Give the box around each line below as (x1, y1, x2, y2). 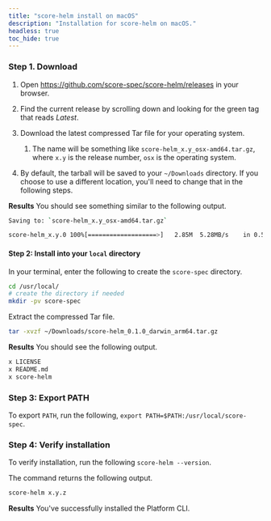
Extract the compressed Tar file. (8, 312, 115, 322)
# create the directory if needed (8, 290, 125, 298)
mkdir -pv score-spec (8, 297, 81, 306)
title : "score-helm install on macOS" (8, 11, 139, 20)
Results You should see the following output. (8, 342, 158, 352)
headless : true (8, 27, 60, 35)
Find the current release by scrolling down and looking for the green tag (19, 104, 260, 113)
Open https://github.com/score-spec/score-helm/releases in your (19, 79, 240, 89)
